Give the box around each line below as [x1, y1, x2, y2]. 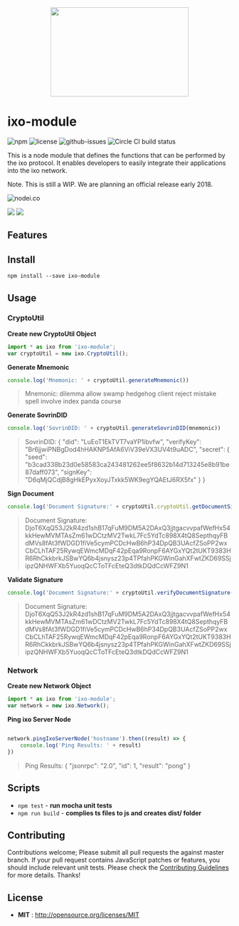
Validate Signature [7, 575, 64, 584]
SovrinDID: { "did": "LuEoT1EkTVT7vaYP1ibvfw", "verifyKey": [24, 438, 202, 446]
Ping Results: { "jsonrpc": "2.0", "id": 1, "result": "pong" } [24, 761, 191, 770]
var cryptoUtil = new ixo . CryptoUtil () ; [7, 350, 129, 357]
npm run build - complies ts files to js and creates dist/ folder [17, 808, 202, 817]
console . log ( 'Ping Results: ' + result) [20, 742, 142, 749]
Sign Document [7, 489, 55, 498]
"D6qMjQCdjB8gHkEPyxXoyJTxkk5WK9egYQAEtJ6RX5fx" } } [24, 475, 206, 484]
